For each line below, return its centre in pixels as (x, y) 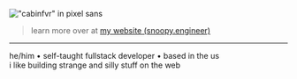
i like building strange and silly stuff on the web (95, 65)
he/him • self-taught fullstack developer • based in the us (114, 56)
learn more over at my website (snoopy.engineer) (120, 30)
